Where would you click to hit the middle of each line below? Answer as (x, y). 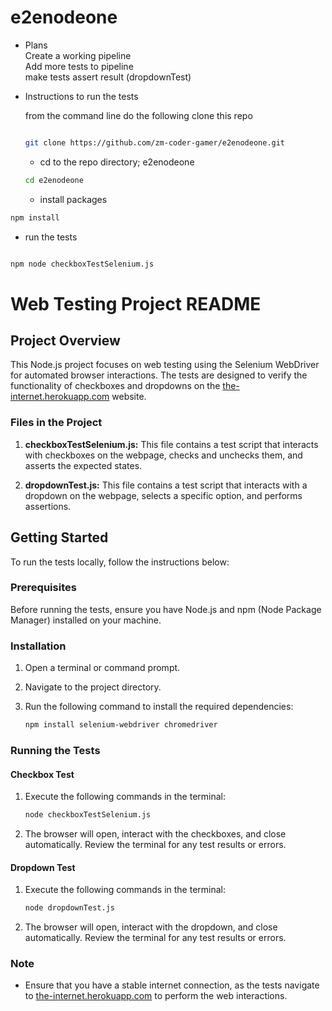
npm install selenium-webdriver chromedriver (121, 725)
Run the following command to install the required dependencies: (159, 707)
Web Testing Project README (136, 303)
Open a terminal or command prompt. (102, 668)
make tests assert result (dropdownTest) (108, 77)
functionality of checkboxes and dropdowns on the (115, 386)
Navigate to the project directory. (93, 687)
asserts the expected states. (83, 465)
